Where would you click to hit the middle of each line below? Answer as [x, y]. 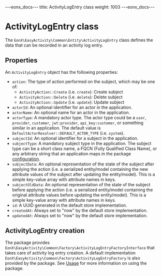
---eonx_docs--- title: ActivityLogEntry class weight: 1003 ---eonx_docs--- [80, 7]
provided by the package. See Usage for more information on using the [76, 263]
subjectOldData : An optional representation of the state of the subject [81, 184]
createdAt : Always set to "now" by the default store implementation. [80, 210]
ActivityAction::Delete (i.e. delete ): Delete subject [71, 97]
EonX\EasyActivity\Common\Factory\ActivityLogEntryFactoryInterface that [80, 247]
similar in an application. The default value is [56, 128]
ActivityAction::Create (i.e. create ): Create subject [71, 92]
